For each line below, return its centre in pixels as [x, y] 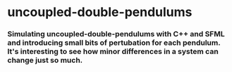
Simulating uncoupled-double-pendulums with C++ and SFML [116, 34]
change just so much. [45, 60]
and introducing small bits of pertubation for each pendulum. [114, 43]
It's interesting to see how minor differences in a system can [113, 52]
